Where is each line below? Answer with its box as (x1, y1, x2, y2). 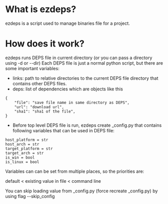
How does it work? (5, 38, 85, 49)
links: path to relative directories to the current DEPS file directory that (12, 75, 158, 81)
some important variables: (5, 65, 60, 71)
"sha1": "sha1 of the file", (14, 109, 76, 114)
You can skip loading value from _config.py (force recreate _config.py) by (5, 188, 158, 194)
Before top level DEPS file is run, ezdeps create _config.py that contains (12, 122, 162, 128)
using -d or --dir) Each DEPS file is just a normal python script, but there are (5, 60, 163, 66)
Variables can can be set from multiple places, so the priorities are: (5, 168, 145, 174)
